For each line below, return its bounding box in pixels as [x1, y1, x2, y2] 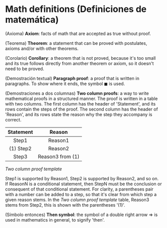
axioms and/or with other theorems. [5, 45, 79, 51]
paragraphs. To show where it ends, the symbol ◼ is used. [5, 81, 125, 87]
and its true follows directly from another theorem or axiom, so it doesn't [5, 60, 154, 66]
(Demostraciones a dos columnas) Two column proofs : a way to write [5, 90, 149, 96]
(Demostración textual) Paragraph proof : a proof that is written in [5, 75, 140, 81]
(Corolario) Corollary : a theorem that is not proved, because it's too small [5, 55, 156, 61]
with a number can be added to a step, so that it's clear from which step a [5, 191, 157, 197]
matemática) [5, 14, 59, 25]
